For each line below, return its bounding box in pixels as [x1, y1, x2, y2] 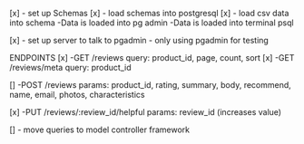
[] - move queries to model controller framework [9, 124, 191, 135]
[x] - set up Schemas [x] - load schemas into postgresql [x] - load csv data [9, 8, 289, 18]
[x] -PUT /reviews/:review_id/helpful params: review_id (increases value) [9, 107, 282, 117]
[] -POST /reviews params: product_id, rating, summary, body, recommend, [9, 80, 292, 90]
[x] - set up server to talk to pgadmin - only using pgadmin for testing [9, 35, 270, 45]
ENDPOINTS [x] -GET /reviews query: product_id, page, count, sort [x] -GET [9, 53, 295, 62]
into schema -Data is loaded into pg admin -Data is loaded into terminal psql [9, 17, 294, 28]
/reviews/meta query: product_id [9, 62, 132, 72]
